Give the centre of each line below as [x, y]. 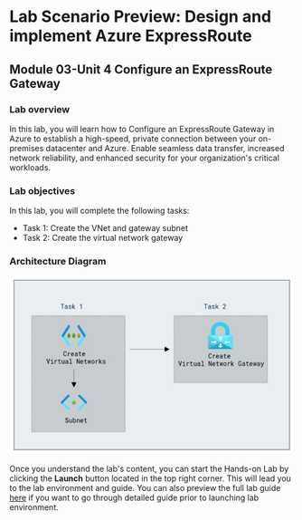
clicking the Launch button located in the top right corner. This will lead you [151, 478]
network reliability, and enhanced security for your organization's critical [145, 158]
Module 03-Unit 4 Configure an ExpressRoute [141, 69]
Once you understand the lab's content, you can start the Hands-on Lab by [149, 468]
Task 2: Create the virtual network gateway [103, 238]
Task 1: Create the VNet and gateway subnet [105, 228]
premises [27, 148]
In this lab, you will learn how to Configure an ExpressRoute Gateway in [142, 129]
